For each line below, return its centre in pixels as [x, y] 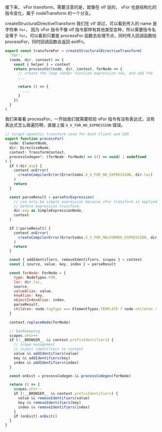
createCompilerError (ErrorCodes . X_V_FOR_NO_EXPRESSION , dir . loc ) [85, 175]
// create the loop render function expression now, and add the [85, 73]
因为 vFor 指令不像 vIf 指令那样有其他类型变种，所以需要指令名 [93, 30]
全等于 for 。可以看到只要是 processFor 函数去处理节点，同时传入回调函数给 [81, 36]
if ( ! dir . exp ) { [26, 166]
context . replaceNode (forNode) [40, 322]
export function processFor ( [34, 139]
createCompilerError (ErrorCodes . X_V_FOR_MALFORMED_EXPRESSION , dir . [89, 237]
